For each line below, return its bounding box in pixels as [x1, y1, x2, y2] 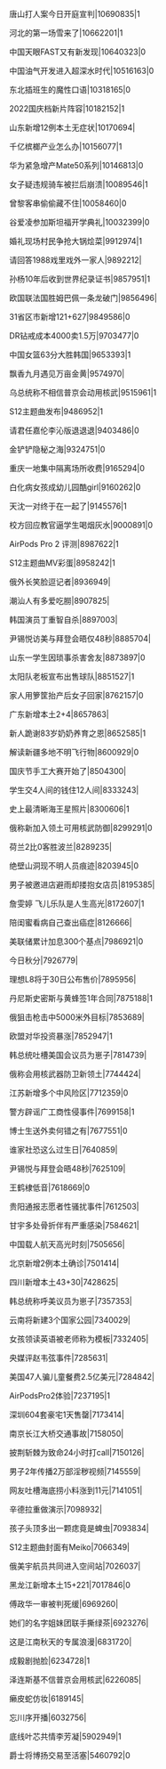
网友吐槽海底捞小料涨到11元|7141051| [9, 1485, 143, 1496]
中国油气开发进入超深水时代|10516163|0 [9, 66, 154, 76]
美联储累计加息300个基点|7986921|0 [9, 936, 144, 947]
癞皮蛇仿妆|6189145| [9, 1693, 84, 1704]
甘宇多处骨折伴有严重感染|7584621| [9, 1220, 140, 1230]
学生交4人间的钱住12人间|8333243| [9, 785, 139, 795]
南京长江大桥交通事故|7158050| [9, 1429, 124, 1439]
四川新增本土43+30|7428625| [9, 1277, 119, 1287]
